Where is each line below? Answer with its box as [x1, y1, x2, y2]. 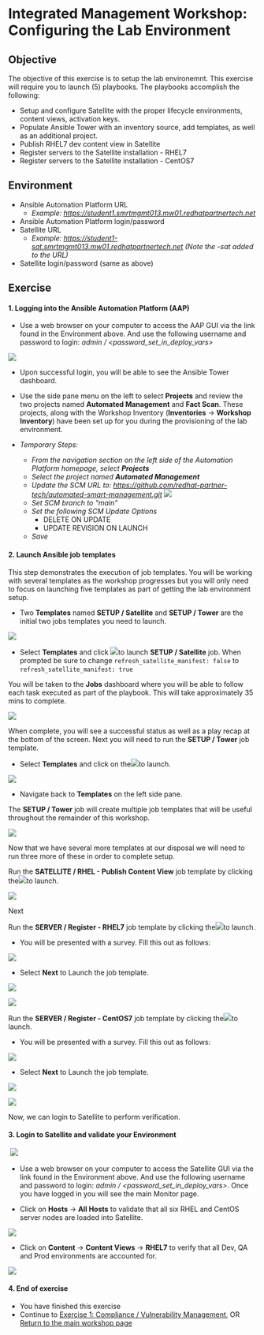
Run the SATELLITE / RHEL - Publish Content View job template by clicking [8, 867, 254, 876]
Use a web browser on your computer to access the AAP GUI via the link [19, 321, 255, 330]
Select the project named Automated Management [31, 472, 200, 482]
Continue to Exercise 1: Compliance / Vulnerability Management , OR [19, 1310, 240, 1319]
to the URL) [31, 250, 69, 259]
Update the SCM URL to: [31, 480, 112, 490]
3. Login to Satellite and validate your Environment [8, 1130, 177, 1139]
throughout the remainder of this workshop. [8, 813, 151, 822]
